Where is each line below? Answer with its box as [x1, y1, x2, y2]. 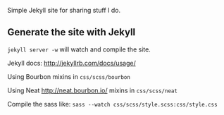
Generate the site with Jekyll [7, 26, 136, 38]
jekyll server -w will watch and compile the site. [7, 45, 151, 54]
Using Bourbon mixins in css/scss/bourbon [7, 72, 130, 80]
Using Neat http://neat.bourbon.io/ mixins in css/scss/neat [7, 86, 178, 95]
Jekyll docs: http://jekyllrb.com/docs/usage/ [7, 59, 136, 67]
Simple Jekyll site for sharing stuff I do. [7, 6, 121, 14]
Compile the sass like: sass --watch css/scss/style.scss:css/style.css [7, 99, 218, 108]
